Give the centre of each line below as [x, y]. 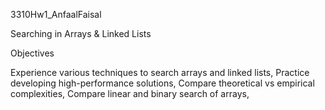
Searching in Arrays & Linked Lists [81, 33]
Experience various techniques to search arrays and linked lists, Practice [160, 72]
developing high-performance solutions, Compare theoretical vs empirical [162, 83]
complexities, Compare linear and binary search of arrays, [130, 93]
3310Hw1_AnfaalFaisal [56, 14]
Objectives [32, 53]
